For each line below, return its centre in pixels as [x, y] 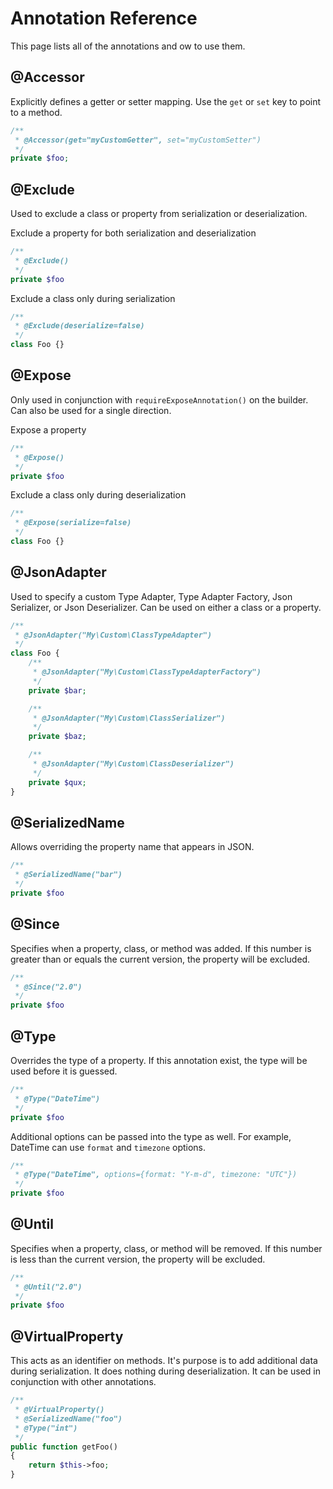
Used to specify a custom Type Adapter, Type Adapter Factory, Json [151, 596]
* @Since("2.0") [48, 987]
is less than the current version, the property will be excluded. [138, 1259]
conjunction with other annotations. [83, 1382]
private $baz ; [57, 737]
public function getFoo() [64, 1447]
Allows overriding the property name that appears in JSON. [132, 847]
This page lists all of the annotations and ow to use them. [128, 46]
